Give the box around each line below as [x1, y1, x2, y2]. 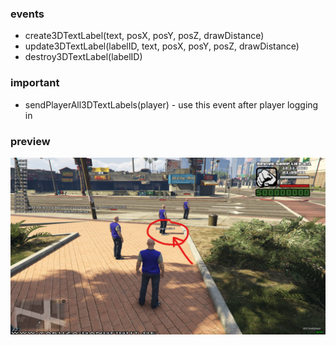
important [10, 76, 60, 90]
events [10, 7, 45, 21]
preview [10, 134, 51, 148]
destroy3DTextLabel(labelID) [24, 51, 143, 63]
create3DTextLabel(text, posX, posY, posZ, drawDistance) [24, 30, 265, 42]
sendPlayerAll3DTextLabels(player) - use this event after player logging [24, 98, 319, 111]
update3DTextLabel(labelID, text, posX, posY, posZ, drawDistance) [24, 40, 300, 52]
